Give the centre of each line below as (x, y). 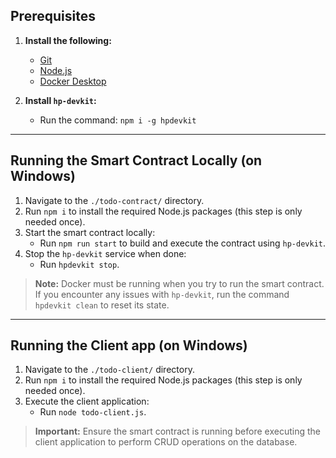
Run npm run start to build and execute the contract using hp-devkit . (183, 243)
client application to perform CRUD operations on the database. (166, 442)
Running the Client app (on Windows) (129, 345)
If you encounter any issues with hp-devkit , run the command (162, 294)
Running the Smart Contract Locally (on (136, 160)
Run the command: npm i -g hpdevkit (118, 120)
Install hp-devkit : (60, 100)
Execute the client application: (87, 401)
